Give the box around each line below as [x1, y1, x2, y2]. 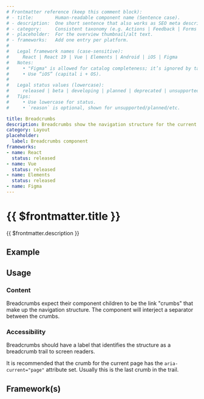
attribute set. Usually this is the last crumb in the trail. [46, 366, 179, 374]
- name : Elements [6, 172, 50, 178]
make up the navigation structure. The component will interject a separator [6, 306, 193, 313]
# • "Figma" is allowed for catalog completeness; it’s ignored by [6, 65, 191, 72]
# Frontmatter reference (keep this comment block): [6, 8, 143, 15]
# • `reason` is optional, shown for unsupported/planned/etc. [6, 104, 181, 111]
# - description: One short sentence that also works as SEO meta [6, 20, 181, 26]
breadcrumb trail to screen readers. [6, 348, 95, 355]
